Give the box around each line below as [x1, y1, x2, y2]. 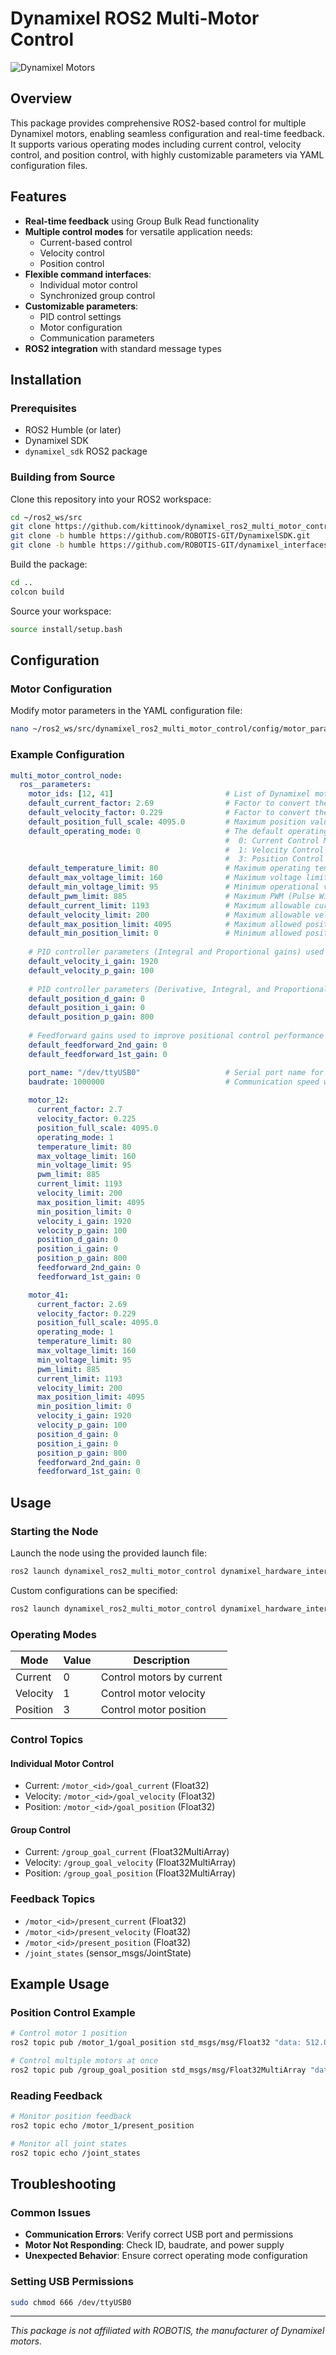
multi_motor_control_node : [10, 770, 123, 781]
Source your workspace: [10, 605, 112, 617]
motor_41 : [28, 1290, 70, 1300]
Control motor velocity [100, 1687, 206, 1701]
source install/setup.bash [10, 624, 123, 634]
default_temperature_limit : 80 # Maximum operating [28, 863, 311, 874]
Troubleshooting [10, 2176, 117, 2193]
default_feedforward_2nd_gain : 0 [28, 1040, 168, 1050]
